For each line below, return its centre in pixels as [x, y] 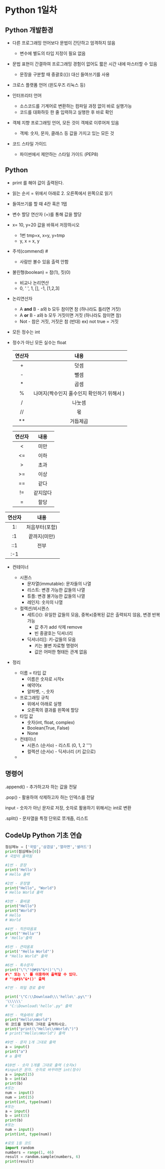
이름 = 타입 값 [33, 673]
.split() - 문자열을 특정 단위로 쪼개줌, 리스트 [47, 818]
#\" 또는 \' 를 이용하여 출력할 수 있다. [41, 974]
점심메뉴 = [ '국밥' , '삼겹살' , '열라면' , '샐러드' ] [48, 847]
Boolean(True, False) [48, 728]
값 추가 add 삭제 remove [58, 627]
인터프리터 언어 [27, 95]
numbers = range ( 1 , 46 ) [30, 1152]
